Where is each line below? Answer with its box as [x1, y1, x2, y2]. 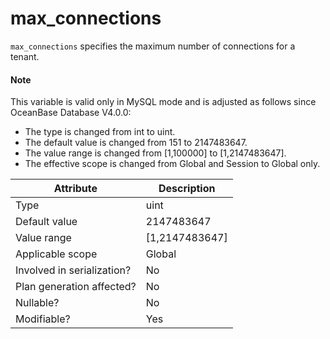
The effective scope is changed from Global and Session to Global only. [24, 158, 321, 170]
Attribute [53, 182, 98, 196]
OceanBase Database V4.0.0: [10, 107, 132, 119]
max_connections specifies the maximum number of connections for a [10, 40, 296, 52]
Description [158, 182, 216, 196]
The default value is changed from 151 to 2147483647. [24, 137, 248, 149]
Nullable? [15, 296, 60, 310]
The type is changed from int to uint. [24, 126, 176, 138]
